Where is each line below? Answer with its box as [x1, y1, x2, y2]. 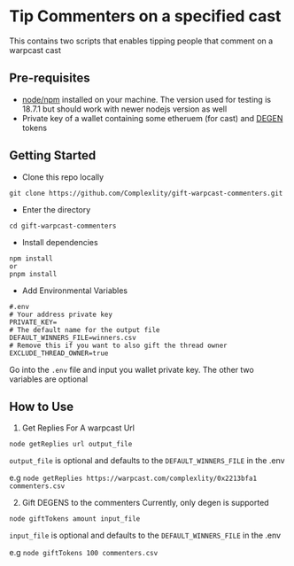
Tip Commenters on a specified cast [9, 6, 282, 27]
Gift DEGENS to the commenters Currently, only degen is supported [21, 498, 269, 508]
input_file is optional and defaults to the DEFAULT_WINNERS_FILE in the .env [9, 530, 282, 541]
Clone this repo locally [21, 171, 104, 182]
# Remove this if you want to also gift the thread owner [9, 341, 228, 350]
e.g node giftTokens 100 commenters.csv [9, 547, 159, 558]
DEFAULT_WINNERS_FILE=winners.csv [9, 333, 137, 342]
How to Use [9, 399, 74, 414]
